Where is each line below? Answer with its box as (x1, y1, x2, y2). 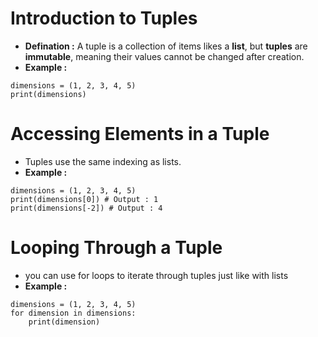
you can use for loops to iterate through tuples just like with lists (24, 269, 289, 281)
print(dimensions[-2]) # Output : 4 (10, 203, 163, 213)
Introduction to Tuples (10, 7, 198, 30)
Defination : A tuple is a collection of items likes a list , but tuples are (24, 40, 308, 52)
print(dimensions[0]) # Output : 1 (10, 194, 159, 204)
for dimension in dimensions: (10, 308, 137, 318)
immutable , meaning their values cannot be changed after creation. (24, 50, 305, 62)
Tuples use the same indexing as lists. (24, 155, 182, 167)
